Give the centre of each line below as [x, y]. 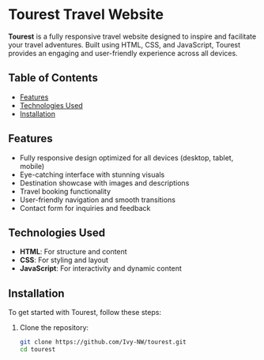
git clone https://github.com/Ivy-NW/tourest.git [103, 342]
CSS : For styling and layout [64, 260]
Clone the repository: [54, 328]
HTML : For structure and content [74, 252]
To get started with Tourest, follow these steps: [85, 313]
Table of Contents [53, 78]
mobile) [32, 166]
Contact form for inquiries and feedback [85, 208]
